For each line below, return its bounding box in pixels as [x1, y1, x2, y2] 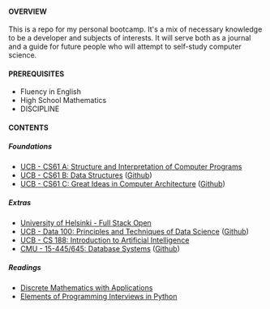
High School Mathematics [19, 96, 107, 105]
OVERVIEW [8, 6, 47, 16]
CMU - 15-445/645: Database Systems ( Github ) [19, 243, 181, 253]
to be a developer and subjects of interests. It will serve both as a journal [8, 33, 251, 43]
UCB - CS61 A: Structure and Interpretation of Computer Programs [19, 161, 242, 171]
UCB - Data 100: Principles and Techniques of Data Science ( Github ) [19, 226, 250, 236]
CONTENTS [8, 122, 49, 132]
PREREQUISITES [8, 69, 65, 79]
